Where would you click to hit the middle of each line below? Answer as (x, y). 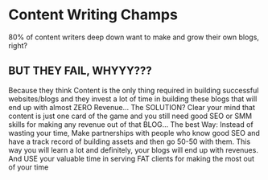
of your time (29, 167)
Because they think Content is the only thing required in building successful (134, 90)
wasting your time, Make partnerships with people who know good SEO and (134, 133)
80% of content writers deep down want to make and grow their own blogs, (134, 37)
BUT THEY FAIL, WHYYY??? (80, 71)
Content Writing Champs (93, 15)
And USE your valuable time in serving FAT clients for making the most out (132, 158)
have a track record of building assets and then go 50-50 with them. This (130, 141)
